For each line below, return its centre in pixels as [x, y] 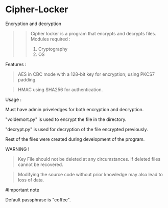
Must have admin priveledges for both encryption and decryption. [75, 109]
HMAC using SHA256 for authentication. [60, 89]
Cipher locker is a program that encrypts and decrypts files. [93, 33]
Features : [16, 64]
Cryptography [53, 49]
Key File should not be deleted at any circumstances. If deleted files [89, 159]
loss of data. [31, 180]
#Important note [22, 190]
